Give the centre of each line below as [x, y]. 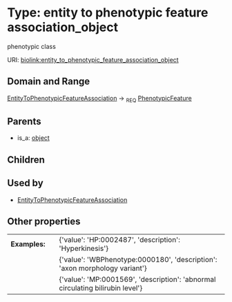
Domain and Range [49, 82]
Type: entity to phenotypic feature [108, 13]
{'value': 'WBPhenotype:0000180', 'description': [138, 260]
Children [26, 160]
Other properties [44, 221]
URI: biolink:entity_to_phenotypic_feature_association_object [93, 59]
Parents [24, 121]
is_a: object [33, 138]
